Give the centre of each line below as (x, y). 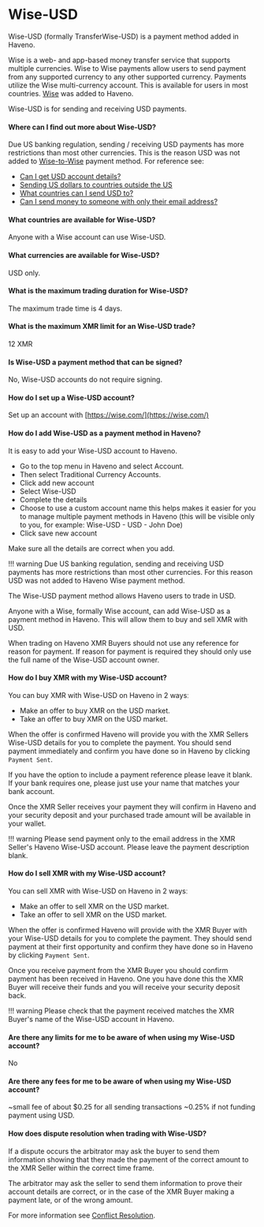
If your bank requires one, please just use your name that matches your (124, 783)
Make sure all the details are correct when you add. (91, 548)
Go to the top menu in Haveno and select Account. (102, 466)
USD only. (24, 273)
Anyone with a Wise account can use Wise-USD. (87, 237)
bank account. (32, 791)
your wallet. (27, 823)
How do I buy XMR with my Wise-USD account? (87, 678)
